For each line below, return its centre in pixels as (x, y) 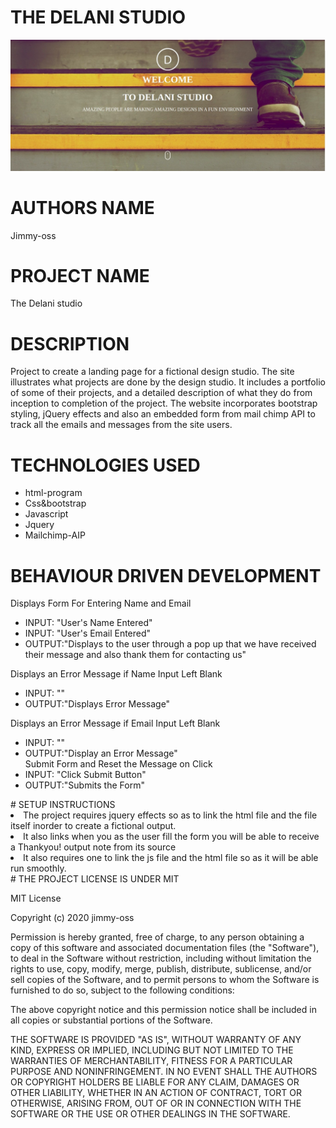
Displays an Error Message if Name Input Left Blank (116, 674)
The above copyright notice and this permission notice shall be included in (163, 1010)
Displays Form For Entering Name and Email (101, 603)
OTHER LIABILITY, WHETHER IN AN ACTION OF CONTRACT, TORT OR (156, 1093)
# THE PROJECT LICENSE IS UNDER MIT (95, 879)
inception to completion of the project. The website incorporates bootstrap (164, 403)
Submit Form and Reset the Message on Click (118, 764)
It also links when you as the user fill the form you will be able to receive (171, 837)
